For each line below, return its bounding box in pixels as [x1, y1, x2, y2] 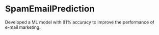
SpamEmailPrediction [5, 3, 95, 14]
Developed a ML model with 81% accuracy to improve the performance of [5, 19, 155, 25]
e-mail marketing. [5, 24, 41, 30]
